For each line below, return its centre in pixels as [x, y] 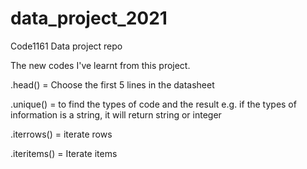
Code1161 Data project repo [66, 46]
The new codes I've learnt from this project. [100, 65]
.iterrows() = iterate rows [61, 134]
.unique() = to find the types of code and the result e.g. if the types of [153, 104]
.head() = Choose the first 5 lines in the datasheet [112, 84]
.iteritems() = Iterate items [64, 153]
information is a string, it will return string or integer [116, 114]
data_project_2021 [89, 18]
